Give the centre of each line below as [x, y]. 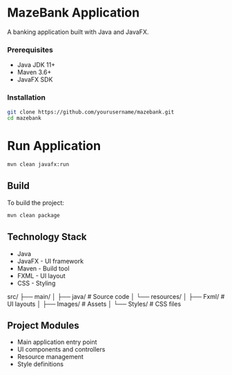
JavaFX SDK [35, 80]
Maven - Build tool [43, 268]
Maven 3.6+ [34, 72]
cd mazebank [24, 118]
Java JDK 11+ [36, 65]
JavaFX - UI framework [50, 261]
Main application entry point [57, 342]
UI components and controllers [61, 349]
